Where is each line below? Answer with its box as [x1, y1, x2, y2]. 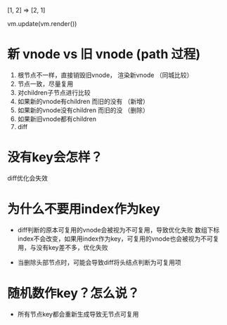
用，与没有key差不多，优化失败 [17, 243, 108, 251]
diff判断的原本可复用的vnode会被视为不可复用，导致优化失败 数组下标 [17, 225, 220, 234]
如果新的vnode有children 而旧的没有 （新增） [17, 97, 150, 105]
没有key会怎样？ [7, 150, 103, 166]
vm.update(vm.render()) [7, 20, 77, 27]
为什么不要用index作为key [7, 201, 160, 217]
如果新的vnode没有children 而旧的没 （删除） [17, 105, 150, 114]
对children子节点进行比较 [17, 88, 91, 97]
